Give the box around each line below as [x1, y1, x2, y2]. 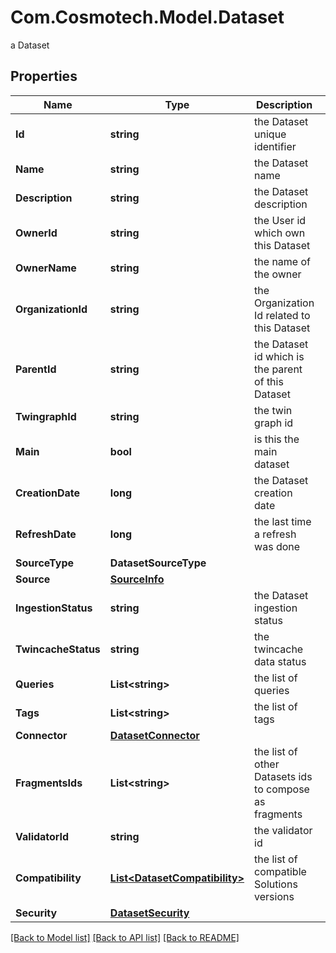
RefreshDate [15, 527, 77, 541]
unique [254, 127, 287, 141]
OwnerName [15, 261, 77, 275]
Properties [10, 68, 78, 85]
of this [254, 374, 284, 388]
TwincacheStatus [15, 642, 101, 656]
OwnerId [15, 226, 58, 240]
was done [254, 539, 301, 553]
